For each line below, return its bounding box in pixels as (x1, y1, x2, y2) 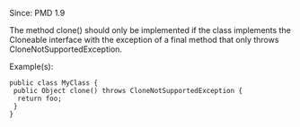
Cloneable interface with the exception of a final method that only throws (9, 35, 279, 45)
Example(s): (9, 62, 54, 72)
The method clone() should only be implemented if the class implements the (9, 25, 292, 35)
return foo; (17, 94, 63, 103)
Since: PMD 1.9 (9, 8, 66, 18)
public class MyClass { (9, 79, 99, 88)
